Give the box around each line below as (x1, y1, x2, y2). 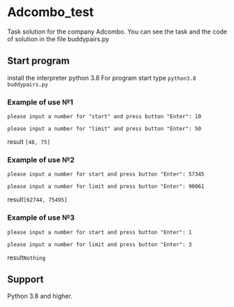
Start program (7, 55, 70, 67)
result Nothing (7, 253, 46, 262)
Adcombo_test (7, 4, 94, 20)
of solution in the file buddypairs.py (7, 34, 110, 43)
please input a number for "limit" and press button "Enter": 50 (7, 125, 201, 133)
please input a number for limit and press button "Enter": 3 (7, 241, 192, 248)
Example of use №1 (7, 97, 73, 107)
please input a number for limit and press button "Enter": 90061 (7, 183, 205, 190)
